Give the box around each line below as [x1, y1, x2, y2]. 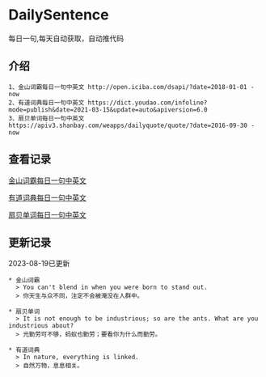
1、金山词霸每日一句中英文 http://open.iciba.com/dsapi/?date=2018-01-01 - [8, 83, 255, 91]
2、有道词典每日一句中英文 [8, 99, 85, 107]
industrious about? [8, 322, 74, 330]
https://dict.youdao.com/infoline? [87, 99, 208, 107]
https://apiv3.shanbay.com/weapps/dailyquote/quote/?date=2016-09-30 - [8, 121, 255, 129]
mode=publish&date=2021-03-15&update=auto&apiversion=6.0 [8, 105, 208, 114]
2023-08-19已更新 [8, 259, 70, 269]
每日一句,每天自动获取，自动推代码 [8, 33, 125, 43]
